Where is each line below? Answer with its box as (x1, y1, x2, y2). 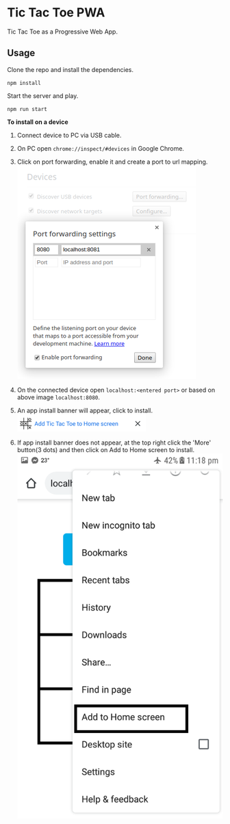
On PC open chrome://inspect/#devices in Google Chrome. (16, 144, 185, 152)
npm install (7, 79, 41, 86)
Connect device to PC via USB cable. (16, 131, 122, 139)
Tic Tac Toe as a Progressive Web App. (7, 27, 118, 36)
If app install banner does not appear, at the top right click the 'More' (16, 438, 212, 447)
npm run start (7, 105, 48, 112)
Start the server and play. (7, 91, 79, 100)
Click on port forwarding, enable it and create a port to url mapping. (16, 158, 208, 166)
